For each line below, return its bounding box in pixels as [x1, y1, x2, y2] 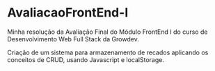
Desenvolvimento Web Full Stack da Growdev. [7, 34, 139, 43]
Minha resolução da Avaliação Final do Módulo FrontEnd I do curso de [7, 28, 208, 36]
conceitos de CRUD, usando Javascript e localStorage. [7, 55, 165, 63]
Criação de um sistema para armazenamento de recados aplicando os [7, 48, 209, 57]
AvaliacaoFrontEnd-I [7, 5, 129, 21]
